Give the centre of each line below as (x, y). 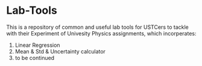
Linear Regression (37, 45)
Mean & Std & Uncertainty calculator (60, 51)
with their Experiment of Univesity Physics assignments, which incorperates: (102, 33)
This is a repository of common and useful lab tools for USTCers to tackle (97, 27)
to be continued (35, 58)
